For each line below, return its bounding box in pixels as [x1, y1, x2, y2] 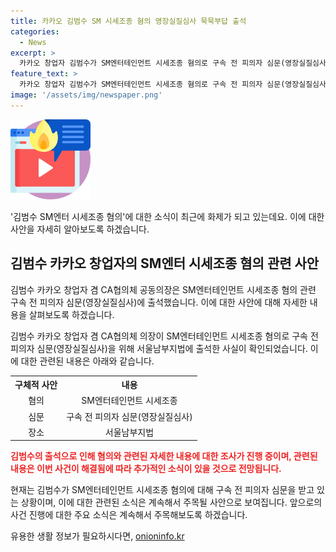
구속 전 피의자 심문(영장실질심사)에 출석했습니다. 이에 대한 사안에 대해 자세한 [10, 296, 308, 308]
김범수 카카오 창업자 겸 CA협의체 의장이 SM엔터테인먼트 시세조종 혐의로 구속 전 [10, 330, 319, 342]
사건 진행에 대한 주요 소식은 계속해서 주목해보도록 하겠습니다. [10, 509, 248, 521]
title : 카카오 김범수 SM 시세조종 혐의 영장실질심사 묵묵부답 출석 [10, 16, 247, 26]
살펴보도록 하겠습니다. [28, 308, 115, 320]
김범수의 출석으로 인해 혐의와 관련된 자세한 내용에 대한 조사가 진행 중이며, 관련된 [10, 450, 318, 462]
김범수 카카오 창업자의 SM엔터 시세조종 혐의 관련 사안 [10, 255, 320, 272]
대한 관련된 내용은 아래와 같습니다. [20, 355, 155, 367]
